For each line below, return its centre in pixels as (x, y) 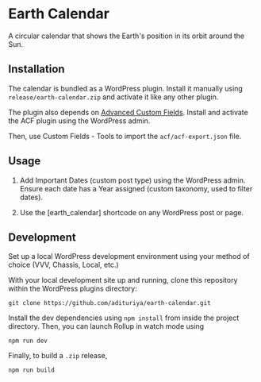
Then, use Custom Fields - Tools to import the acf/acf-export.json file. (125, 136)
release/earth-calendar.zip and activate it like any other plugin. (113, 97)
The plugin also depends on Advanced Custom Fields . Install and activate (128, 112)
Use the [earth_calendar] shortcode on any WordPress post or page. (132, 212)
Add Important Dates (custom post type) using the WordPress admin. (132, 180)
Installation (36, 69)
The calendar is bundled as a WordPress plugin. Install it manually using (126, 88)
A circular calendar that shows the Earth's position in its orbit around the (126, 36)
